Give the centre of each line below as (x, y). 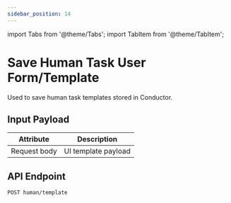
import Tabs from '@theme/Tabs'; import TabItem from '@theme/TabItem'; (116, 34)
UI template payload (97, 151)
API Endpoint (36, 176)
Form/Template (53, 77)
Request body (34, 151)
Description (97, 139)
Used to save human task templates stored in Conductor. (90, 97)
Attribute (34, 139)
